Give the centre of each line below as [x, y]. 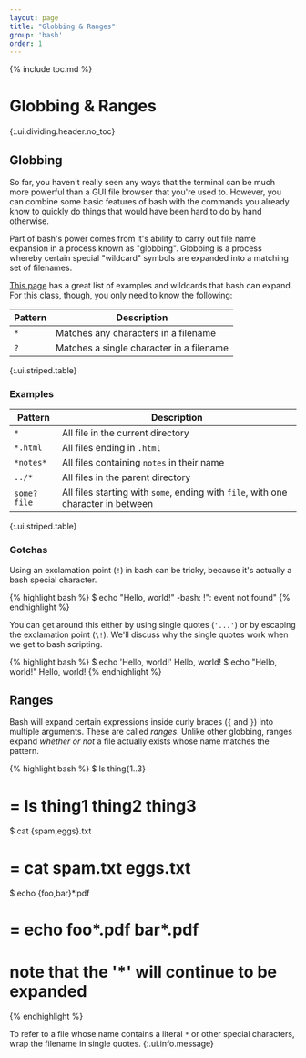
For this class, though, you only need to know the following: [121, 295]
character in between [107, 504]
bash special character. [53, 580]
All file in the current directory [126, 433]
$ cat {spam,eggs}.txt [51, 831]
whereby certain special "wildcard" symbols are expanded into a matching [149, 258]
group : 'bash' [36, 35]
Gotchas [29, 550]
